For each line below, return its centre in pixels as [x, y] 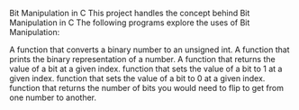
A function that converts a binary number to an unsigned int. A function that [149, 50]
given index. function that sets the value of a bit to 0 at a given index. [137, 78]
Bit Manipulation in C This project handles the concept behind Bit [130, 13]
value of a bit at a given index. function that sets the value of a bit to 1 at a [146, 69]
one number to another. [53, 97]
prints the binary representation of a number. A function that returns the [143, 59]
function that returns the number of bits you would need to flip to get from [146, 88]
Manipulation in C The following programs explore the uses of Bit [130, 23]
